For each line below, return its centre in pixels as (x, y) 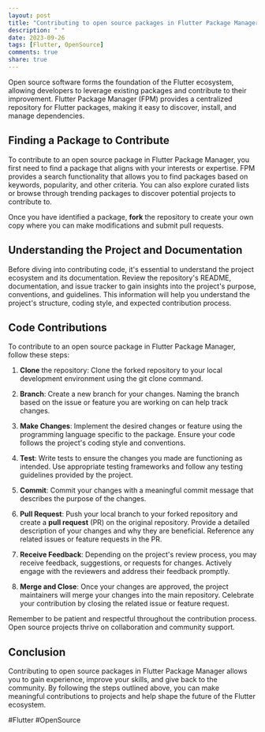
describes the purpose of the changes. (83, 499)
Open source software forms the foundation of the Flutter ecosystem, (121, 82)
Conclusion (37, 652)
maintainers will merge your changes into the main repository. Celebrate (137, 595)
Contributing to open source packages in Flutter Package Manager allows (128, 671)
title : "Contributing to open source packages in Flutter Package (119, 23)
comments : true (33, 52)
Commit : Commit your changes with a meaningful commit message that (136, 490)
